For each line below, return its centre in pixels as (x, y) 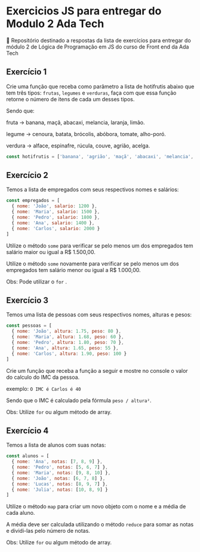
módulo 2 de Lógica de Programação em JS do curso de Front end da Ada (98, 47)
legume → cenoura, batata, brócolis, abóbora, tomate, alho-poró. (86, 134)
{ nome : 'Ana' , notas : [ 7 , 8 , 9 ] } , (57, 462)
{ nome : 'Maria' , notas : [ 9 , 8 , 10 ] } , (61, 473)
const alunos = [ (28, 456)
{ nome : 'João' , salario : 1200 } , (54, 206)
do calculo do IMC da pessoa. (43, 377)
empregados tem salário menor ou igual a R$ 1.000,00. (73, 270)
